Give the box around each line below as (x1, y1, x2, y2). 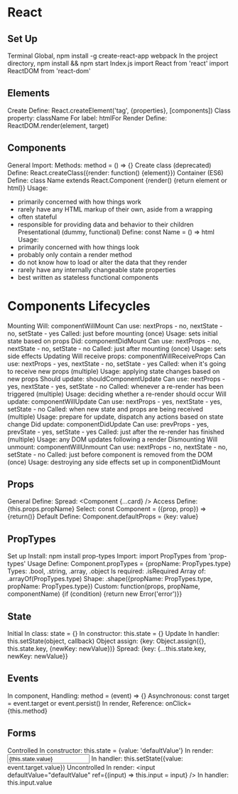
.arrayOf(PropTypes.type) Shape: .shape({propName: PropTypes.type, (7, 575, 213, 583)
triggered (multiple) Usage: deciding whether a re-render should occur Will (7, 390, 227, 398)
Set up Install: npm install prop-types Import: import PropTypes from (7, 552, 207, 560)
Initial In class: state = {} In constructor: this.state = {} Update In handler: (7, 630, 220, 637)
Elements (7, 87, 50, 100)
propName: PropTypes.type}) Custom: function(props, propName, (7, 582, 200, 591)
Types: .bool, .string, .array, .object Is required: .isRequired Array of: (7, 567, 206, 575)
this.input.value (7, 778, 53, 787)
